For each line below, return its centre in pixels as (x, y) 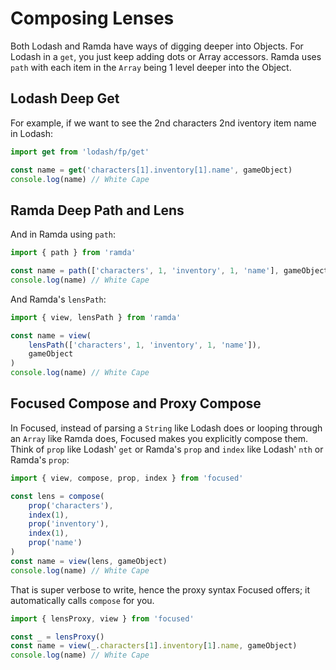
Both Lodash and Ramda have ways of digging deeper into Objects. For (157, 46)
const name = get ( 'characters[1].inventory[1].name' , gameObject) (151, 170)
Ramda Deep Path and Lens (97, 210)
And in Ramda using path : (63, 234)
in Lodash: (32, 133)
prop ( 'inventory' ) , (69, 524)
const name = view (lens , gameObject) (89, 561)
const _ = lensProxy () (57, 637)
